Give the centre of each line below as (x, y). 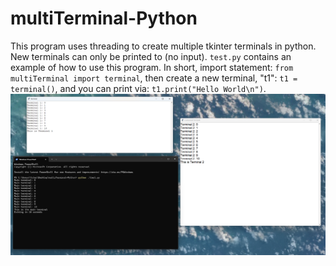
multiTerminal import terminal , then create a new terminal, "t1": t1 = (154, 78)
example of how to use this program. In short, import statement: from (152, 67)
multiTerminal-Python (104, 18)
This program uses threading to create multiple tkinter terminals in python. (163, 46)
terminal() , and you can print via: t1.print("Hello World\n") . (138, 88)
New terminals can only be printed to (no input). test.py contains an (151, 56)
